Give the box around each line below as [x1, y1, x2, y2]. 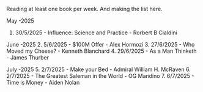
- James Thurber [6, 54, 50, 61]
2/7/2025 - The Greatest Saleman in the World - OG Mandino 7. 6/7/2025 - [6, 72, 194, 79]
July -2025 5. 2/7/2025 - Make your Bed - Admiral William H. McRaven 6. [6, 66, 191, 73]
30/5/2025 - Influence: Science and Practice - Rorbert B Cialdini [15, 29, 177, 36]
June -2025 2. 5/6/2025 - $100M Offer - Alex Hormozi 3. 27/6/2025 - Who [6, 41, 195, 48]
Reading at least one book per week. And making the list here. [6, 6, 163, 12]
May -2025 [6, 17, 35, 24]
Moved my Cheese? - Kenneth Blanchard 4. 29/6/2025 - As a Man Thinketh [6, 47, 197, 55]
